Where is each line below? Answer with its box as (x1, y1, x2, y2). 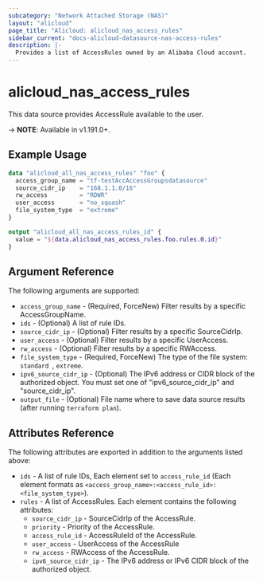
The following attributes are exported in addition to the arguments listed (8, 447, 243, 457)
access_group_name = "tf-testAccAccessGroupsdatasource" (15, 176, 208, 184)
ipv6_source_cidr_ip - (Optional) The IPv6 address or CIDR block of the (19, 369, 256, 379)
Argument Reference (8, 265, 114, 278)
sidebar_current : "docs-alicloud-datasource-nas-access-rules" (8, 33, 222, 42)
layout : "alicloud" (8, 19, 73, 27)
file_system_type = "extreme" (15, 206, 119, 214)
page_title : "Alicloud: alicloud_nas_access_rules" (8, 26, 183, 34)
